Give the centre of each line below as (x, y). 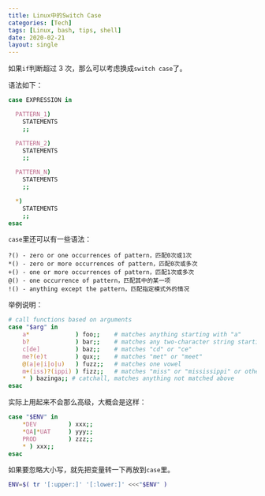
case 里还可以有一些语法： (50, 239)
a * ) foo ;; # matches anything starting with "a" (132, 335)
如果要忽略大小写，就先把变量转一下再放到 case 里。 (91, 470)
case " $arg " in (33, 327)
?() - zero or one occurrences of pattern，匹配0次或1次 (100, 256)
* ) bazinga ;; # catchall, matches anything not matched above (129, 379)
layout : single (33, 45)
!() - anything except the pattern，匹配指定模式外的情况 (99, 289)
